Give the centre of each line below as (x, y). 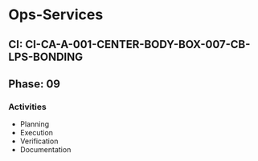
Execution (37, 133)
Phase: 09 (34, 84)
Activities (27, 107)
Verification (39, 141)
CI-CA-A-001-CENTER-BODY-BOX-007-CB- (138, 44)
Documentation (45, 150)
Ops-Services (56, 15)
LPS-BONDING (45, 56)
